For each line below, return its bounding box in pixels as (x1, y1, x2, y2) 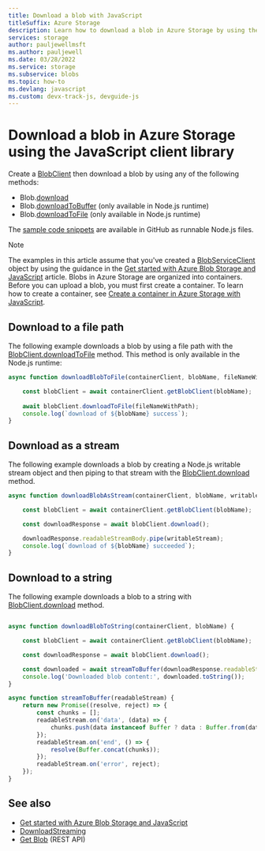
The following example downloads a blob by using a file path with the (8, 341, 233, 351)
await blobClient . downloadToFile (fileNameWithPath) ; (22, 402, 200, 411)
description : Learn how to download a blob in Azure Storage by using (8, 26, 245, 34)
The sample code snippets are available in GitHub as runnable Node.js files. (8, 225, 254, 234)
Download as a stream (8, 439, 120, 452)
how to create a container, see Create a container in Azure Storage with (8, 289, 241, 298)
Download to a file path (8, 321, 125, 334)
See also (8, 797, 51, 810)
